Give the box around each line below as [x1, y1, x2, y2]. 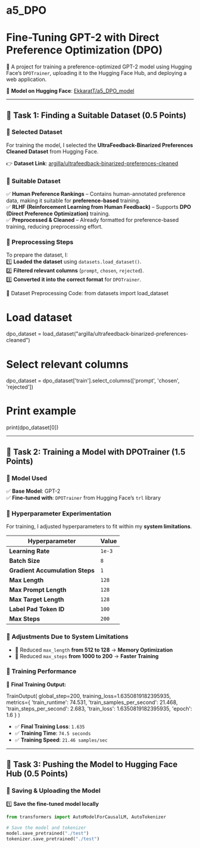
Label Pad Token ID [9, 605, 65, 614]
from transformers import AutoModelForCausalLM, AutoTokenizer [6, 814, 167, 820]
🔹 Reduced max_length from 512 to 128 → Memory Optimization [14, 646, 173, 653]
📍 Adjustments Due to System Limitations [6, 633, 129, 641]
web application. [6, 76, 47, 83]
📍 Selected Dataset [6, 128, 62, 136]
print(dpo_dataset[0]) [6, 424, 59, 431]
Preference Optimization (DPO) [6, 43, 162, 57]
